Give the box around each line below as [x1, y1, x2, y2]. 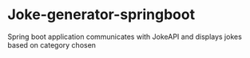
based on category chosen [7, 40, 97, 49]
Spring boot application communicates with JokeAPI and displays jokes [7, 32, 243, 41]
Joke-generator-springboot [7, 6, 196, 24]
